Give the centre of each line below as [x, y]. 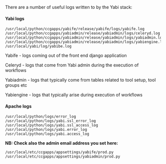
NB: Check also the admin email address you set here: [62, 143]
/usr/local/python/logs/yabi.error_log [46, 130]
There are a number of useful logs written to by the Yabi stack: [69, 7]
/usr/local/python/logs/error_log [41, 117]
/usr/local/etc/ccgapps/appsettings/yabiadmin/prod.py [63, 157]
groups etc [16, 85]
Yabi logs [15, 18]
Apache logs [19, 106]
